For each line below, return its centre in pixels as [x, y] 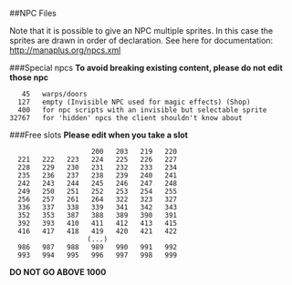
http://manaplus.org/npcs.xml [65, 50]
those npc [29, 77]
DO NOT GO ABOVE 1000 [58, 272]
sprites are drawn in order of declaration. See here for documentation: [141, 41]
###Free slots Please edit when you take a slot [99, 135]
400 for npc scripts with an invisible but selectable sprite [142, 110]
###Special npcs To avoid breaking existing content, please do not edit [146, 68]
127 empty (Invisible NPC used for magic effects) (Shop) [134, 102]
